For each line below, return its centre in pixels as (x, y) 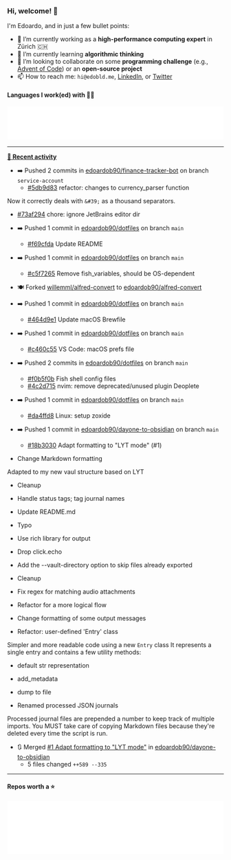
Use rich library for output (54, 538)
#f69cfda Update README (65, 244)
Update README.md (46, 512)
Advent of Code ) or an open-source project (79, 69)
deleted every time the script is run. (57, 733)
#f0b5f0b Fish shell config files (71, 378)
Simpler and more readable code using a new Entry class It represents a (109, 644)
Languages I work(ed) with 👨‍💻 (51, 95)
